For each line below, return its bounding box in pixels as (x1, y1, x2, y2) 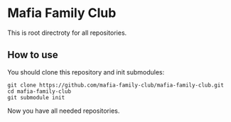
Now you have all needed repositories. (7, 106, 120, 115)
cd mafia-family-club (7, 87, 72, 95)
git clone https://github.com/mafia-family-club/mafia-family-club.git (7, 82, 224, 89)
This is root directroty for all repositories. (7, 28, 127, 37)
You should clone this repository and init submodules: (7, 67, 165, 76)
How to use (7, 49, 58, 61)
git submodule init (7, 94, 65, 101)
